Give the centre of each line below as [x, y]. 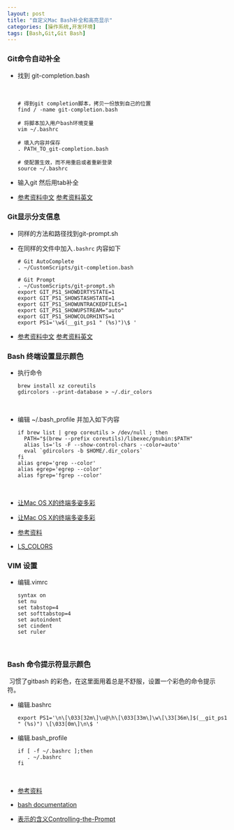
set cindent [35, 626]
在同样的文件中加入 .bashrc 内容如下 [69, 248]
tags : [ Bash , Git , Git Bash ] [46, 33]
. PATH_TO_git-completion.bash [63, 149]
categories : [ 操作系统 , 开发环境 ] [52, 27]
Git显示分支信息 [34, 217]
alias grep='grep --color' [57, 464]
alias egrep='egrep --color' [60, 469]
